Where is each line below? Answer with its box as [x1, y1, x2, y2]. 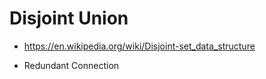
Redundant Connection [23, 59, 120, 71]
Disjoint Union [9, 7, 129, 30]
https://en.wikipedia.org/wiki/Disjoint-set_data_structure [23, 40, 256, 52]
